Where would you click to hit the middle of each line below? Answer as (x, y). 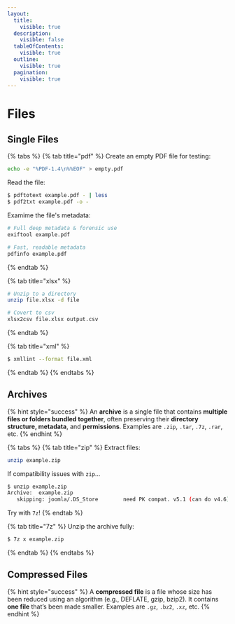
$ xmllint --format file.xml (50, 359)
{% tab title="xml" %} (38, 346)
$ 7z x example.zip (36, 540)
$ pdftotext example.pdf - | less (58, 196)
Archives (27, 394)
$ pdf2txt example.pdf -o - (48, 202)
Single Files (33, 139)
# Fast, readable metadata (47, 247)
